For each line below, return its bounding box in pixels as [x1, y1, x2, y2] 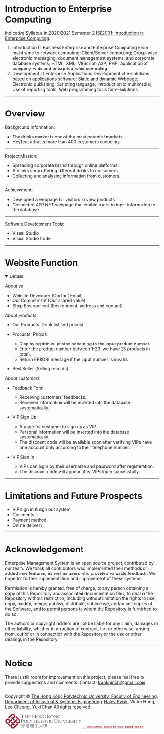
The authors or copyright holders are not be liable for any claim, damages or [5, 620, 159, 626]
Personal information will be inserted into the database [19, 429, 129, 435]
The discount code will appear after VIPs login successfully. [19, 468, 140, 474]
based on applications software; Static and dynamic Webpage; [12, 76, 139, 82]
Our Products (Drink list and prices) [12, 321, 84, 327]
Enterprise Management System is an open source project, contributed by [5, 560, 154, 566]
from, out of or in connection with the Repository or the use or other [5, 631, 142, 637]
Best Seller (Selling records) [12, 366, 69, 371]
